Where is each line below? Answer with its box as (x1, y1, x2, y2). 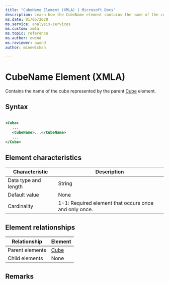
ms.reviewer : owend (5, 40, 46, 45)
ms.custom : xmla (5, 26, 39, 31)
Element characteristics (5, 154, 82, 162)
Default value (8, 192, 39, 199)
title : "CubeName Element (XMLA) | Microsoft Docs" (5, 7, 116, 13)
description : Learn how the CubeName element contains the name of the (5, 12, 158, 17)
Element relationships (5, 223, 75, 231)
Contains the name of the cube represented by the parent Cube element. (5, 88, 156, 94)
